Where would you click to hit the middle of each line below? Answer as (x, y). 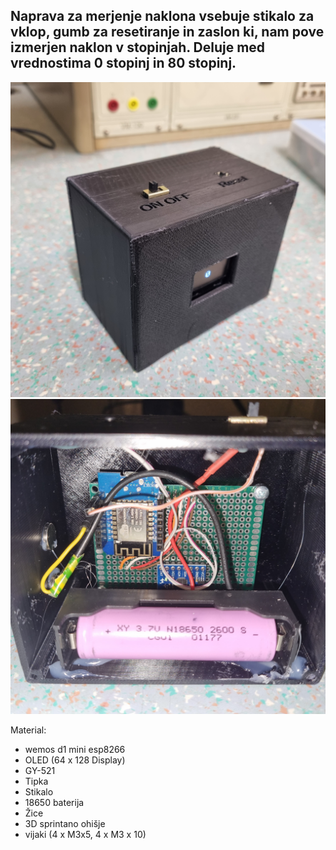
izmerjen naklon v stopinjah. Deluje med (138, 47)
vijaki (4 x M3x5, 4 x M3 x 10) (85, 834)
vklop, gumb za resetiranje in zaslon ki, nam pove (167, 32)
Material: (28, 730)
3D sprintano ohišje (65, 823)
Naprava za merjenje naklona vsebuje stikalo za (162, 16)
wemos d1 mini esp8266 (75, 749)
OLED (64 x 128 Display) (75, 760)
